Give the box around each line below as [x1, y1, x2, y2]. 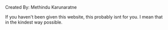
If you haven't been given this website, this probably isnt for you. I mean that [5, 14, 163, 19]
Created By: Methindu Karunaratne [5, 4, 77, 10]
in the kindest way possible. [5, 19, 62, 25]
